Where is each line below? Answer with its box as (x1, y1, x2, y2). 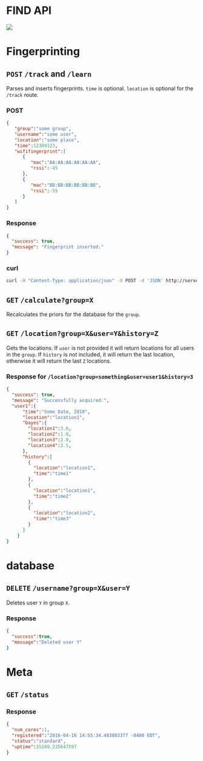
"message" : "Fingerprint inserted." (11, 244, 104, 250)
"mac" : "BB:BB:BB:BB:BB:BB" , (30, 182, 101, 188)
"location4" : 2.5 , (28, 442, 71, 449)
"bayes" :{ (22, 420, 47, 426)
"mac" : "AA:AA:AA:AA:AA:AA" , (30, 159, 101, 166)
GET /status (6, 691, 50, 699)
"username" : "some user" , (14, 131, 77, 137)
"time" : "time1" (33, 471, 71, 477)
